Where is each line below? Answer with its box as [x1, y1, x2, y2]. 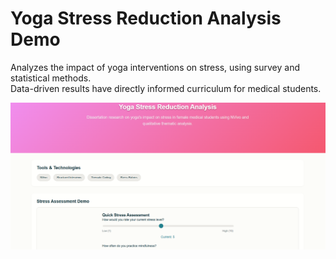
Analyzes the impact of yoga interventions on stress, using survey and [10, 61, 300, 73]
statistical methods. [10, 72, 92, 84]
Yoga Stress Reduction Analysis [10, 7, 282, 30]
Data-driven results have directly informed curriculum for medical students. [10, 82, 322, 94]
